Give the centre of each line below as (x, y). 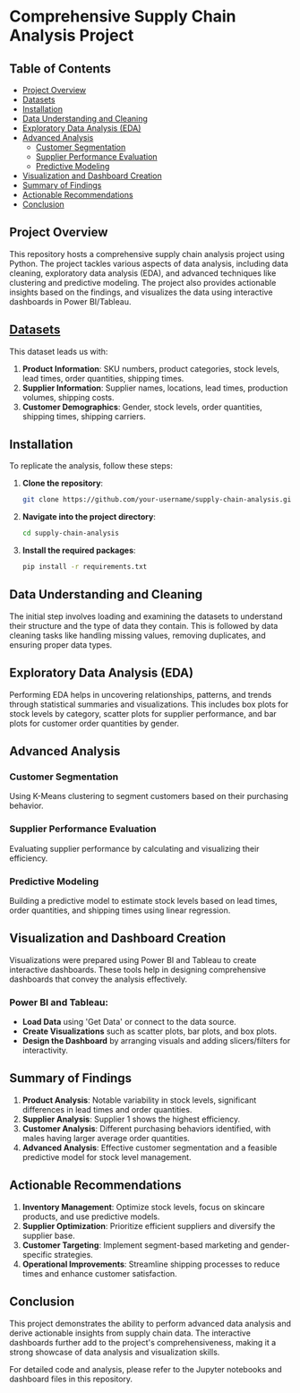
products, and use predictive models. (91, 1217)
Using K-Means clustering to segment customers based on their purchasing (149, 796)
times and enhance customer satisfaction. (99, 1273)
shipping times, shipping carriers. (84, 416)
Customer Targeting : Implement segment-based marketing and (140, 1245)
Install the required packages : (79, 550)
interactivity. (45, 1051)
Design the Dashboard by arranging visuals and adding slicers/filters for (156, 1041)
